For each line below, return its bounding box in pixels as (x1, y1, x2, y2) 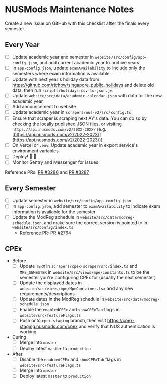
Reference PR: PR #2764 (19, 229, 71, 236)
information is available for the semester (12, 209, 96, 215)
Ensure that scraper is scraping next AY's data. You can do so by (12, 115, 147, 121)
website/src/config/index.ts (12, 225, 74, 231)
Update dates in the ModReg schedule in (19, 296, 104, 302)
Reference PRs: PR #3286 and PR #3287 (5, 169, 89, 175)
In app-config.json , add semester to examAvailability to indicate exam (12, 203, 161, 209)
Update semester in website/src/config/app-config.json (12, 198, 131, 204)
